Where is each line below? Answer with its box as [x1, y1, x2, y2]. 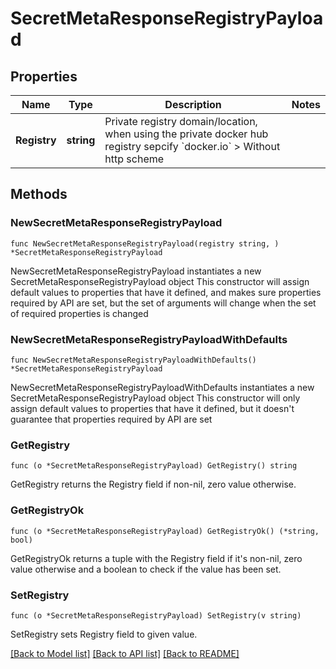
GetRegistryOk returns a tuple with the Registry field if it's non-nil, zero [10, 552, 303, 564]
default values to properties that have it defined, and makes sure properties [10, 286, 322, 298]
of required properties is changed [10, 307, 149, 319]
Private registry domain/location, [104, 115, 258, 128]
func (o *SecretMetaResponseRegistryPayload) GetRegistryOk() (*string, [10, 526, 320, 536]
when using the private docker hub [104, 127, 269, 141]
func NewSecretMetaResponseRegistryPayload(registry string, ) [10, 238, 280, 249]
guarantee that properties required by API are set [10, 413, 213, 425]
